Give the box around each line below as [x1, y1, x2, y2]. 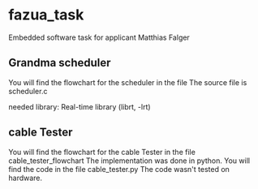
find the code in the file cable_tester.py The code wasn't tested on [8, 164, 230, 174]
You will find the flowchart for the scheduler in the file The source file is [8, 77, 247, 87]
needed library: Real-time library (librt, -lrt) [8, 101, 152, 111]
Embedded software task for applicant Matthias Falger [8, 32, 191, 42]
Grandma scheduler [8, 56, 111, 70]
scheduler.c [8, 86, 48, 96]
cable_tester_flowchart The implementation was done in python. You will [8, 156, 250, 165]
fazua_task [8, 6, 84, 24]
